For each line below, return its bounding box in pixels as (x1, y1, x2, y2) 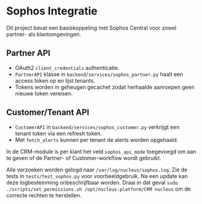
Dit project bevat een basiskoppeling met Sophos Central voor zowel (6, 24, 177, 31)
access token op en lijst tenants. (14, 77, 95, 84)
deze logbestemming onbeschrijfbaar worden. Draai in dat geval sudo (6, 179, 178, 186)
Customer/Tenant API (6, 107, 89, 118)
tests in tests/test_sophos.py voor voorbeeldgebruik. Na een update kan (6, 172, 188, 179)
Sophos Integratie (6, 4, 98, 18)
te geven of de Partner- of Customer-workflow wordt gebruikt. (6, 154, 162, 161)
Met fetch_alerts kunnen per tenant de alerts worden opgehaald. (14, 136, 178, 143)
